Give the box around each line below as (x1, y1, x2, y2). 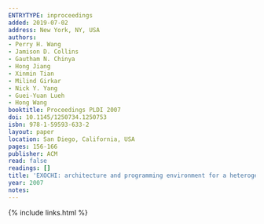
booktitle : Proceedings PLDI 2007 (8, 107, 122, 114)
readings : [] (8, 164, 51, 172)
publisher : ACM (8, 150, 58, 157)
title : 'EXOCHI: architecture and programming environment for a (8, 172, 226, 180)
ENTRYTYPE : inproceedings (8, 11, 93, 20)
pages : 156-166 (8, 143, 58, 150)
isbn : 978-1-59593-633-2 (8, 121, 90, 128)
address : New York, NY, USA (8, 26, 101, 34)
